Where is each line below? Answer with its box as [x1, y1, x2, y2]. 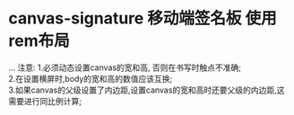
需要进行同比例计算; [8, 95, 82, 106]
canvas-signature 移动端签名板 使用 [8, 8, 277, 29]
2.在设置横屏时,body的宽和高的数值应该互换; [8, 73, 173, 84]
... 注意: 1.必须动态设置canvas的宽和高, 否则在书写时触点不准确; [8, 62, 242, 73]
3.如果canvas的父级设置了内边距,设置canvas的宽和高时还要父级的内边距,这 [8, 84, 285, 95]
